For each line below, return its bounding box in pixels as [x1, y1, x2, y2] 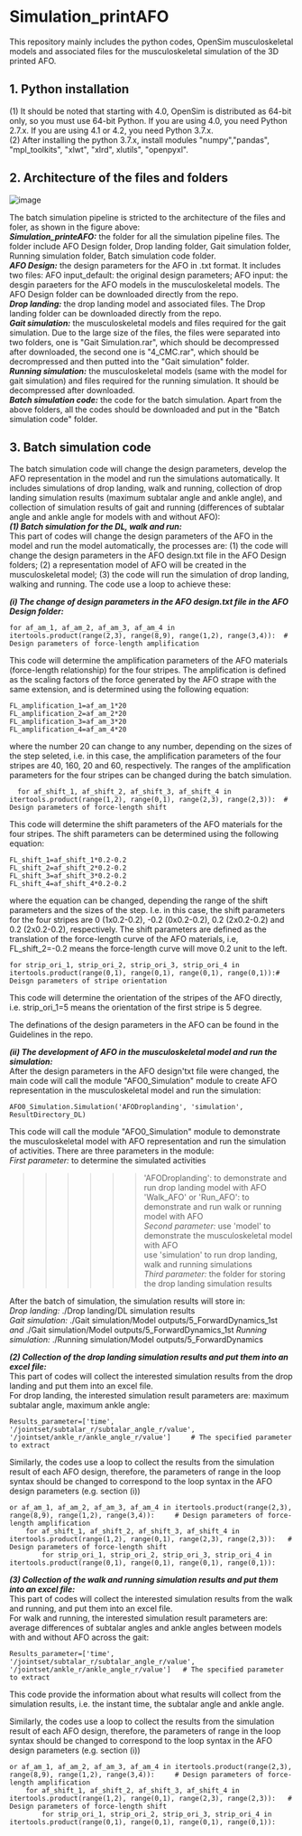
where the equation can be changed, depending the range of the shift [9, 895, 269, 906]
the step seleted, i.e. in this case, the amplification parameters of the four [9, 750, 282, 761]
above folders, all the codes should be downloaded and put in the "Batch [9, 404, 280, 415]
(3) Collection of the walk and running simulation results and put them [9, 1575, 279, 1586]
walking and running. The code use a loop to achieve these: [9, 579, 232, 589]
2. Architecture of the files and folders [9, 170, 228, 186]
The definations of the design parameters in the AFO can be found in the [9, 1020, 279, 1031]
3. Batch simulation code [9, 439, 151, 455]
